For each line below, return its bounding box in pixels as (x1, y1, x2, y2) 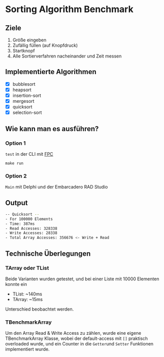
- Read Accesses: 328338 (5, 226, 58, 231)
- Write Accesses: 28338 (5, 230, 58, 235)
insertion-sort (12, 92, 41, 98)
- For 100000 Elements (5, 216, 53, 221)
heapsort (12, 87, 32, 93)
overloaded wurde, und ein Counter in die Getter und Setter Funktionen (5, 341, 154, 347)
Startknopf (12, 48, 35, 53)
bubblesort (12, 81, 36, 87)
